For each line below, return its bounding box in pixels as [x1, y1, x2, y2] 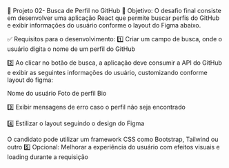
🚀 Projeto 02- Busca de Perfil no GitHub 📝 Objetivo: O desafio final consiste [7, 7, 222, 14]
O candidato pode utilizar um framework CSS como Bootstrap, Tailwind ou [7, 135, 219, 143]
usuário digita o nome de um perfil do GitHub [7, 45, 136, 53]
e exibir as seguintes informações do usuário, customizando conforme [7, 69, 208, 76]
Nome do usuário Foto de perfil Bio [7, 90, 107, 97]
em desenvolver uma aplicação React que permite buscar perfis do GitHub [7, 14, 220, 22]
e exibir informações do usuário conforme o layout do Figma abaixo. [7, 21, 201, 29]
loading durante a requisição [7, 153, 88, 161]
